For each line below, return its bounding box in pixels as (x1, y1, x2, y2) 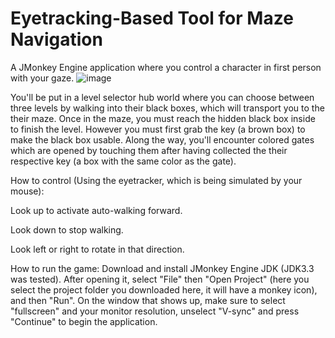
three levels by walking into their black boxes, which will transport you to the (10, 102, 325, 114)
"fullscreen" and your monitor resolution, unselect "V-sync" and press (10, 305, 300, 317)
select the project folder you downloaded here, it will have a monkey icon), (10, 283, 318, 296)
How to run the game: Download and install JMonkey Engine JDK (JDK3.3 (10, 262, 315, 274)
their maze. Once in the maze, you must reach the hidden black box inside (10, 112, 316, 124)
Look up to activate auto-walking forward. (10, 204, 183, 216)
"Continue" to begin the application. (10, 315, 158, 327)
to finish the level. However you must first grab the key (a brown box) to (10, 123, 306, 135)
